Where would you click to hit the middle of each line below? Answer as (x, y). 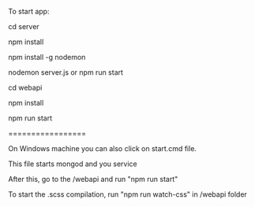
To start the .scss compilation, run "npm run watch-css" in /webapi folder (127, 194)
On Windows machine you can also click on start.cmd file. (103, 148)
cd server (24, 26)
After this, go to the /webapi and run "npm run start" (93, 179)
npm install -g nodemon (47, 57)
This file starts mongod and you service (73, 164)
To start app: (29, 11)
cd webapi (25, 87)
